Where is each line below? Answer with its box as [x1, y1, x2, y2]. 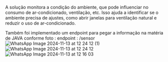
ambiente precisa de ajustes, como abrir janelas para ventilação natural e [5, 15, 157, 20]
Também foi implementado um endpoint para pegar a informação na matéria [5, 30, 163, 35]
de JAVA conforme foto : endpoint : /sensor [5, 35, 96, 41]
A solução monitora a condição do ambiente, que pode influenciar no [5, 4, 149, 10]
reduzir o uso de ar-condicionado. [5, 20, 76, 26]
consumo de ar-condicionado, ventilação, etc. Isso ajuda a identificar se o [5, 9, 158, 15]
